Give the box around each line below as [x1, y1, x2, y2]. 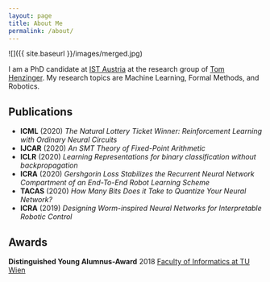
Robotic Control [19, 212, 73, 222]
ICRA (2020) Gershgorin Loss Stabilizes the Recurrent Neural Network [19, 169, 255, 179]
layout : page [8, 11, 52, 20]
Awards [8, 235, 48, 249]
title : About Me [8, 19, 63, 27]
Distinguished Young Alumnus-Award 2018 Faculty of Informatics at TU [8, 257, 250, 266]
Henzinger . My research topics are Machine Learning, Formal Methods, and [8, 73, 260, 83]
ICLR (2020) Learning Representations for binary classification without [19, 152, 256, 162]
